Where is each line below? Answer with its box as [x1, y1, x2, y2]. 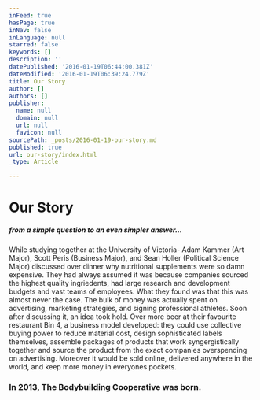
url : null [16, 121, 48, 129]
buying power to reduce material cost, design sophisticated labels [9, 328, 222, 339]
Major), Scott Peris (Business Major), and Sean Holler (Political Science [9, 254, 239, 263]
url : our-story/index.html [9, 150, 97, 158]
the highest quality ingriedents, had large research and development [9, 279, 230, 288]
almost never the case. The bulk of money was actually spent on [9, 295, 218, 305]
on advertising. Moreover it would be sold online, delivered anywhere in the [9, 354, 253, 363]
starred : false [9, 41, 59, 49]
